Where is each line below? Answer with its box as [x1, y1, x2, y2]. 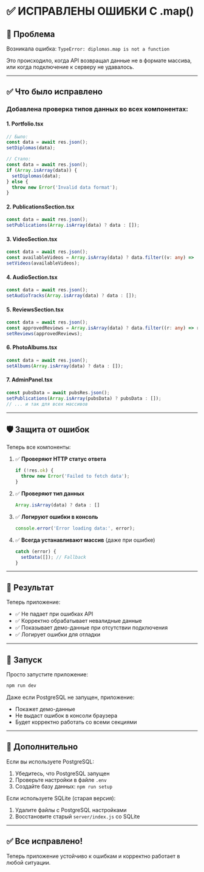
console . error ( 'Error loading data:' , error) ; [15, 525, 135, 531]
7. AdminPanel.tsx [6, 376, 53, 383]
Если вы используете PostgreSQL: [6, 757, 94, 765]
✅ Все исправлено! [6, 836, 83, 846]
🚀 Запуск [6, 654, 42, 665]
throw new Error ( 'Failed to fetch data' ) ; [21, 473, 130, 480]
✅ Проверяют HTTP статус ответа [15, 455, 106, 463]
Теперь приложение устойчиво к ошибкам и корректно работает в [6, 852, 180, 860]
